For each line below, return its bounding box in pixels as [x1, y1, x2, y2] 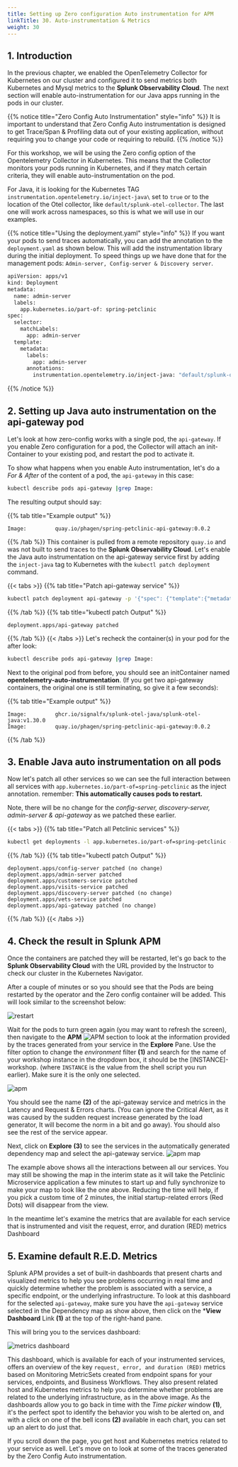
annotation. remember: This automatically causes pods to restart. [7, 789, 203, 798]
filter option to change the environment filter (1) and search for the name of [7, 1048, 227, 1057]
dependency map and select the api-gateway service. [7, 1150, 165, 1158]
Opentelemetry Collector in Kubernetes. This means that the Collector [7, 157, 211, 165]
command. [7, 568, 39, 576]
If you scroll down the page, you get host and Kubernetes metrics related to [7, 1437, 228, 1445]
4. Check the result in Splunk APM [7, 935, 161, 947]
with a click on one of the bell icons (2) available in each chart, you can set [7, 1415, 226, 1424]
